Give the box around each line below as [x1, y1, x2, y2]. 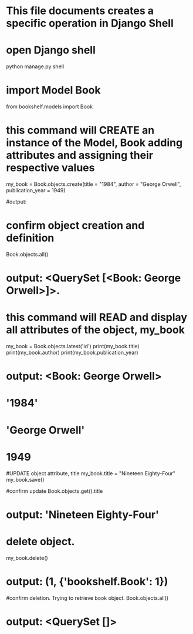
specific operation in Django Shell [6, 16, 174, 30]
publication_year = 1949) [6, 187, 66, 193]
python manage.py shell [6, 63, 65, 70]
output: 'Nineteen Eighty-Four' [6, 508, 160, 521]
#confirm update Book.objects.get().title [6, 487, 103, 495]
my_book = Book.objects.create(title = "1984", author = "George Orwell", [6, 181, 181, 188]
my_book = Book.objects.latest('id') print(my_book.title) [6, 343, 140, 350]
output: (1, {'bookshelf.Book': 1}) [6, 575, 168, 588]
